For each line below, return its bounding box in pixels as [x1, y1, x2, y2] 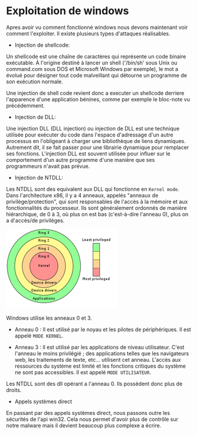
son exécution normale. [6, 78, 64, 85]
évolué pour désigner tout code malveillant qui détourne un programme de [6, 72, 188, 79]
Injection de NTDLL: [14, 174, 64, 181]
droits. [6, 386, 22, 394]
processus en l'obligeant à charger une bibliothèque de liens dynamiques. [6, 137, 186, 144]
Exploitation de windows [6, 4, 129, 18]
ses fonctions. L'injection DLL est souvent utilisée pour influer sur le [6, 150, 170, 157]
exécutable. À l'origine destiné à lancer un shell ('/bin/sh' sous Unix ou [6, 59, 178, 66]
